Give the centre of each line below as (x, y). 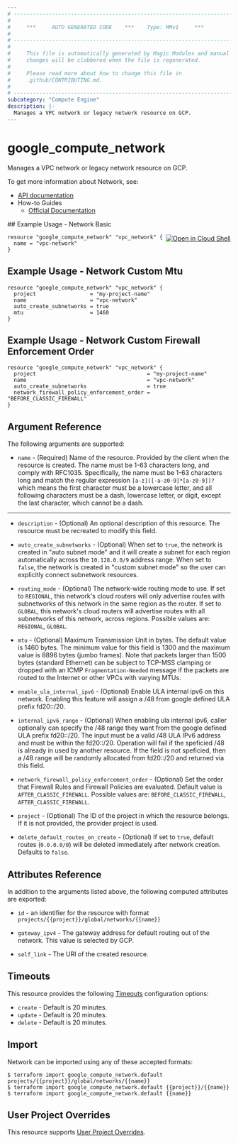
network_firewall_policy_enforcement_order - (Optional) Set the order (120, 780)
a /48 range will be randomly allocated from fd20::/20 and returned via (121, 758)
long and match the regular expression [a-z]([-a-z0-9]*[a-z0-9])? (116, 481)
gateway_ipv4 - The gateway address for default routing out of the (114, 933)
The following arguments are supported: (66, 444)
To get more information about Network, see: (73, 181)
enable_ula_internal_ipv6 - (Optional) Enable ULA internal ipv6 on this (121, 691)
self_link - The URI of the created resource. (83, 954)
